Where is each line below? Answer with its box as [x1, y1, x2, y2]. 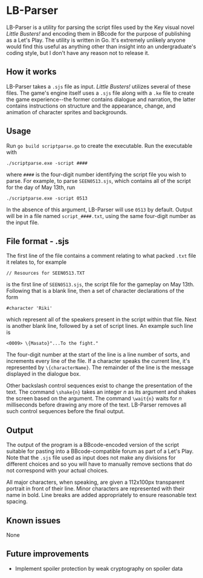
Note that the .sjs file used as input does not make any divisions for [6, 454, 176, 461]
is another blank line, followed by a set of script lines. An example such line [6, 323, 193, 330]
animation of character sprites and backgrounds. [6, 108, 128, 115]
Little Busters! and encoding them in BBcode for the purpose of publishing [6, 30, 192, 37]
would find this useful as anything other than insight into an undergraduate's [6, 43, 196, 50]
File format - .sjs [6, 236, 69, 246]
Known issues [6, 515, 61, 525]
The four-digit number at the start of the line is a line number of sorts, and [6, 351, 190, 358]
